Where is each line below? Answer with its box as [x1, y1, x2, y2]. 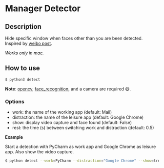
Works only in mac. [5, 50, 44, 56]
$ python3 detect [5, 77, 41, 82]
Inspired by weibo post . [5, 41, 52, 46]
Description [5, 22, 41, 31]
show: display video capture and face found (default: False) [12, 119, 132, 125]
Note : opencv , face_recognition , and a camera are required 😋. [5, 86, 131, 92]
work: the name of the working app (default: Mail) [12, 109, 112, 115]
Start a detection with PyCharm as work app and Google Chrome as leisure [5, 144, 156, 149]
